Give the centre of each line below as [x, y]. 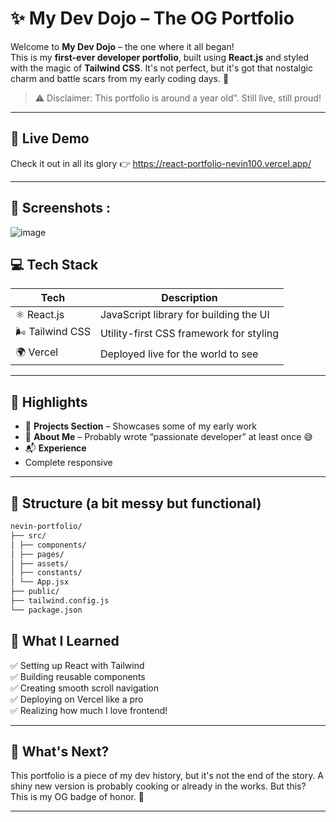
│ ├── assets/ [40, 563]
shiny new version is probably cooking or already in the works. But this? [158, 786]
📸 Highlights [49, 402]
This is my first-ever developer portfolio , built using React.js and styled [160, 57]
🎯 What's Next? [60, 751]
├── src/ [28, 535]
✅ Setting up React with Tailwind [77, 665]
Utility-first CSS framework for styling [189, 333]
